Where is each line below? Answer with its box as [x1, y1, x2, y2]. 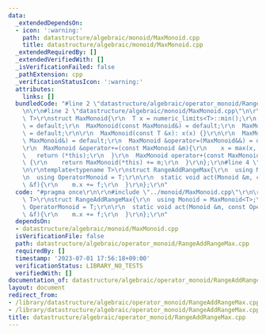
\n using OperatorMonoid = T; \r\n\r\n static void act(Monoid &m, [22, 173, 253, 182]
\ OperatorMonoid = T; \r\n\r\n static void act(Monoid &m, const [22, 203, 246, 211]
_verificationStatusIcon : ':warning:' [15, 78, 144, 85]
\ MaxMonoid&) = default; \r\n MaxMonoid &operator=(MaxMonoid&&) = [22, 136, 253, 145]
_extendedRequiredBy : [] [15, 48, 97, 56]
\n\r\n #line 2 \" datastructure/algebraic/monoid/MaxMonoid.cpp [22, 108, 236, 116]
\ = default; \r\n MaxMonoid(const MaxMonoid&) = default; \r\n [22, 122, 236, 130]
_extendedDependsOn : [15, 19, 83, 27]
